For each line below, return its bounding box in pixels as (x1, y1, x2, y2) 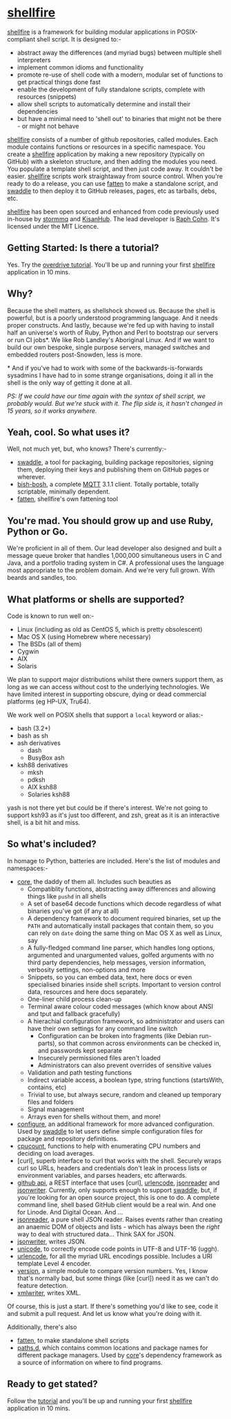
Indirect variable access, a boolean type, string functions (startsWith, (27, 1075, 224, 1084)
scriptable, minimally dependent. (17, 487, 110, 496)
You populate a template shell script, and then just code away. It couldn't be (7, 165, 223, 173)
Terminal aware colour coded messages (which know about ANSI (27, 1002, 214, 1011)
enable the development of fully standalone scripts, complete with (17, 85, 205, 93)
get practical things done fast (17, 77, 101, 86)
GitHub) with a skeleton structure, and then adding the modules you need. (7, 157, 217, 165)
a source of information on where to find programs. (17, 1358, 163, 1366)
